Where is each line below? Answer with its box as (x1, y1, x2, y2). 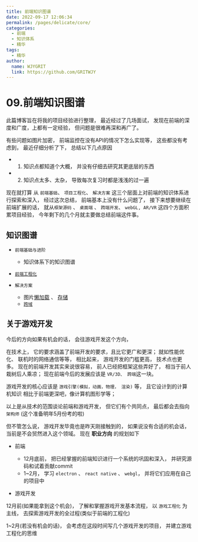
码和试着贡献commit (23, 462, 73, 469)
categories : (6, 25, 35, 31)
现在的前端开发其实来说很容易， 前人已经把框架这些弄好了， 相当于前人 (17, 363, 192, 370)
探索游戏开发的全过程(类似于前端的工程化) (28, 510, 131, 517)
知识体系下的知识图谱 (23, 258, 75, 265)
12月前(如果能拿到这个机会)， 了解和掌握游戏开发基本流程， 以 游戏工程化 (6, 502, 181, 509)
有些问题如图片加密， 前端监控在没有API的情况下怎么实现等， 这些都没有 (6, 137, 183, 144)
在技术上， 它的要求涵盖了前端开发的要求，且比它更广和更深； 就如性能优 (6, 348, 184, 355)
